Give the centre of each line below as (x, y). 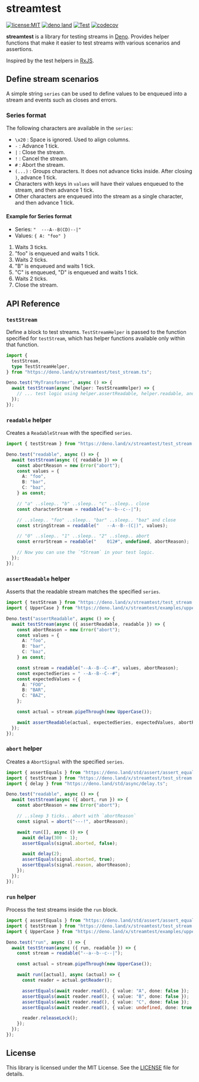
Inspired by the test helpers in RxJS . (50, 61)
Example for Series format (39, 216)
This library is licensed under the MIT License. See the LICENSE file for (93, 1067)
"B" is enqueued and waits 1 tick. (55, 266)
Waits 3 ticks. (31, 247)
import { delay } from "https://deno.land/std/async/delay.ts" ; (87, 784)
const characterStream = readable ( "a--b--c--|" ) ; (79, 509)
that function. (23, 344)
